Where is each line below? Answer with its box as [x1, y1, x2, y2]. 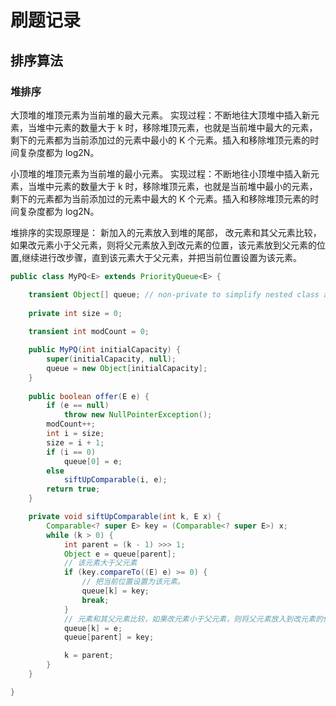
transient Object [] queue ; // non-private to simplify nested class [28, 289, 320, 300]
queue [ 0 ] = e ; [63, 456, 123, 466]
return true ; [46, 484, 101, 495]
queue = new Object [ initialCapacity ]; [46, 363, 208, 373]
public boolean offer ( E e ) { [28, 391, 150, 401]
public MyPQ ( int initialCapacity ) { [28, 345, 182, 355]
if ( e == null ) [46, 401, 110, 411]
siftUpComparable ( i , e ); [63, 475, 168, 485]
